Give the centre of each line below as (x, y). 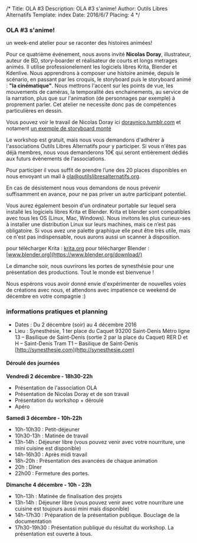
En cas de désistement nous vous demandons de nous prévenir (83, 188)
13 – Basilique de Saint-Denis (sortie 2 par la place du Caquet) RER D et (101, 337)
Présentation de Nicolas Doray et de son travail (72, 394)
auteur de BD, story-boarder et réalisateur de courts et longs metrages (92, 61)
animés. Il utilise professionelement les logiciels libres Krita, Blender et (91, 67)
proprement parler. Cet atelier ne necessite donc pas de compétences (91, 104)
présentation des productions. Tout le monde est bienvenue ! (80, 272)
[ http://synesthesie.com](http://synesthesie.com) (74, 349)
